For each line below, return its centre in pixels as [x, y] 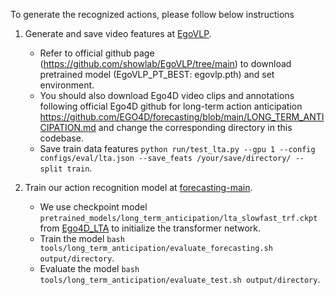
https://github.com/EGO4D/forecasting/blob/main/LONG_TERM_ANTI [182, 117]
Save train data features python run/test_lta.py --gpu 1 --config [177, 148]
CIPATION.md [68, 127]
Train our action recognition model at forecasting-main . [138, 187]
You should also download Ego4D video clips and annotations [167, 95]
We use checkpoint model [93, 207]
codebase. [61, 138]
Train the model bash [82, 238]
